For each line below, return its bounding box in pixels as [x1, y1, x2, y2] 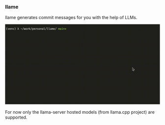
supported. [5, 114, 27, 120]
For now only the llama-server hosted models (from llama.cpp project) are [5, 109, 155, 115]
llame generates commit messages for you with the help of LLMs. [5, 15, 137, 21]
